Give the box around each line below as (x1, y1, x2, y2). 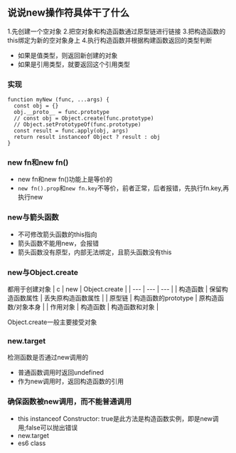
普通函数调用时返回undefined (17, 368, 104, 377)
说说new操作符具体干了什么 (7, 6, 130, 19)
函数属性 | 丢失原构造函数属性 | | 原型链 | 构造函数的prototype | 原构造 (13, 294, 218, 302)
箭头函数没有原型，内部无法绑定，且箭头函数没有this (17, 248, 172, 256)
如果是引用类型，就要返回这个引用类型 (17, 60, 130, 68)
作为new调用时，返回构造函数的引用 (17, 377, 124, 386)
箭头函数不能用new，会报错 (17, 239, 100, 247)
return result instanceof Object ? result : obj (14, 134, 161, 141)
